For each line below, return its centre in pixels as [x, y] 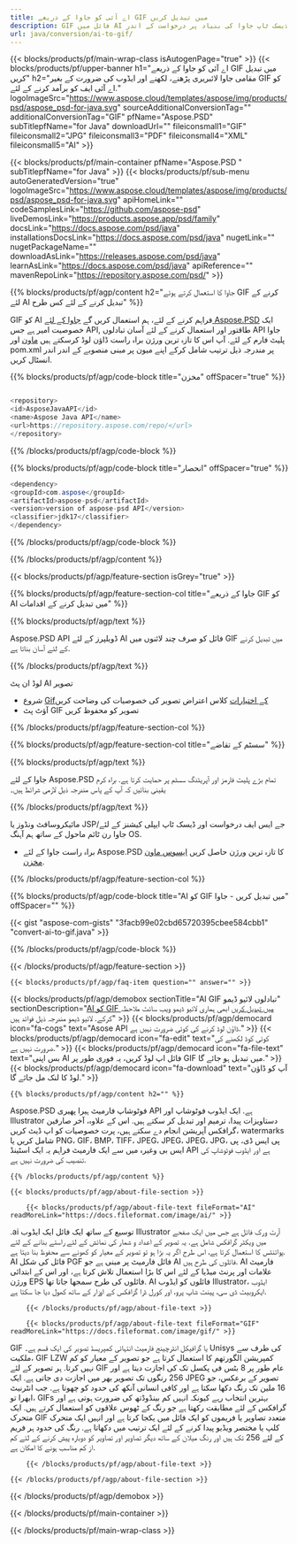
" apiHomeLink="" [150, 200]
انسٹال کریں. [31, 360]
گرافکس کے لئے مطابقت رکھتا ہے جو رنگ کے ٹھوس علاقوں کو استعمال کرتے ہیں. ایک [148, 1407]
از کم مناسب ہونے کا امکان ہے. [53, 1447]
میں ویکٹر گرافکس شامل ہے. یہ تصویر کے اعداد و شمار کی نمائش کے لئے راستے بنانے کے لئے [138, 1241]
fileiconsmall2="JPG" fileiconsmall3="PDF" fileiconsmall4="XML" [129, 136]
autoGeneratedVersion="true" [65, 181]
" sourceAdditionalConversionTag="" [184, 108]
